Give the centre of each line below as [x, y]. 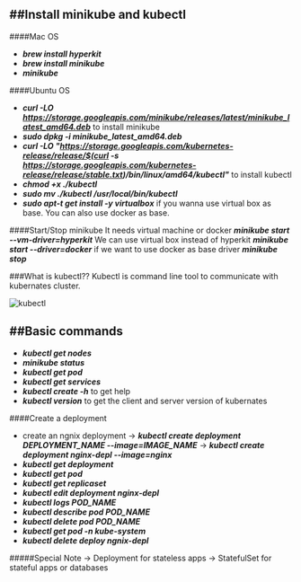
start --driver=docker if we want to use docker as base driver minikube [144, 249]
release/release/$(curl [66, 155]
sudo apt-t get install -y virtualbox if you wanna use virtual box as [146, 203]
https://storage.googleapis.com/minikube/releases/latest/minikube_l [156, 117]
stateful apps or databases [59, 567]
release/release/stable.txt [72, 174]
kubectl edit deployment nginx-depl [91, 492]
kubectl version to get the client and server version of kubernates [145, 401]
